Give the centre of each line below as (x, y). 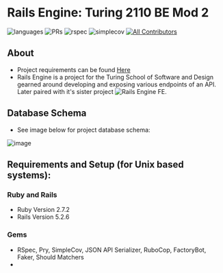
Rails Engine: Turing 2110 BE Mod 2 (108, 13)
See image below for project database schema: (83, 130)
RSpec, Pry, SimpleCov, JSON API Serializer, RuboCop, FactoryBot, (112, 250)
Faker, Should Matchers (50, 257)
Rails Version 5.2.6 (43, 217)
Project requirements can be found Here (74, 69)
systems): (29, 175)
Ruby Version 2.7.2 (43, 210)
